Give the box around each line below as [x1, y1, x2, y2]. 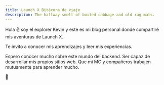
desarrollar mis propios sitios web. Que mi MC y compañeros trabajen [5, 59, 151, 65]
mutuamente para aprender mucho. [5, 64, 79, 70]
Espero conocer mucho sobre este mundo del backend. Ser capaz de [5, 53, 150, 59]
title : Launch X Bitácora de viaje [5, 7, 80, 13]
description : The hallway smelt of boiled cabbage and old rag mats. [5, 12, 155, 17]
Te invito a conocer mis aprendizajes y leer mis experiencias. [5, 44, 133, 50]
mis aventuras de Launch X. [5, 33, 63, 39]
